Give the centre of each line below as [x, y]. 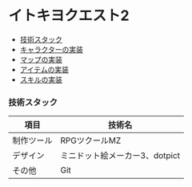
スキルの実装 [41, 79]
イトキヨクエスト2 [69, 16]
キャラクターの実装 [52, 49]
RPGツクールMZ [91, 140]
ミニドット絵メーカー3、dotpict [120, 156]
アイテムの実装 [44, 69]
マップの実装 [41, 59]
